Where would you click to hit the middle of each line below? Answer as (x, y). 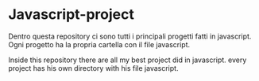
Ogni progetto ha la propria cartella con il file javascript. (99, 44)
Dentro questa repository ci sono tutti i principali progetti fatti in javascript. (130, 36)
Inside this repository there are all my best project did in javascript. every (128, 60)
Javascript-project (72, 15)
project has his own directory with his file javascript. (93, 68)
